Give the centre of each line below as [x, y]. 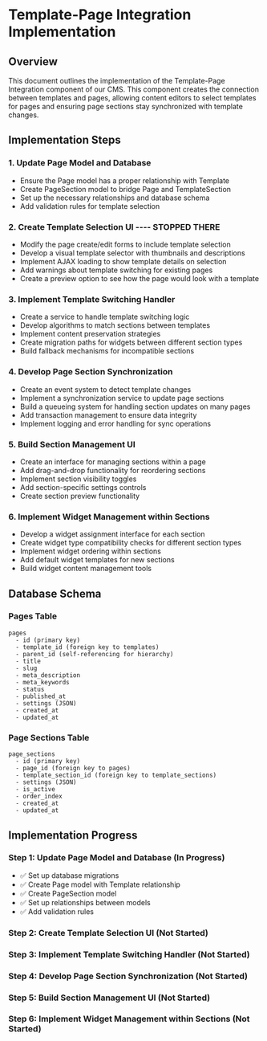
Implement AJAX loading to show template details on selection [123, 261]
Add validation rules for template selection [90, 206]
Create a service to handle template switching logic [105, 317]
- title [28, 661]
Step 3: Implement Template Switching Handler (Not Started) [129, 954]
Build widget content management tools [86, 569]
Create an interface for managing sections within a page [113, 461]
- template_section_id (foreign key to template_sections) [116, 776]
